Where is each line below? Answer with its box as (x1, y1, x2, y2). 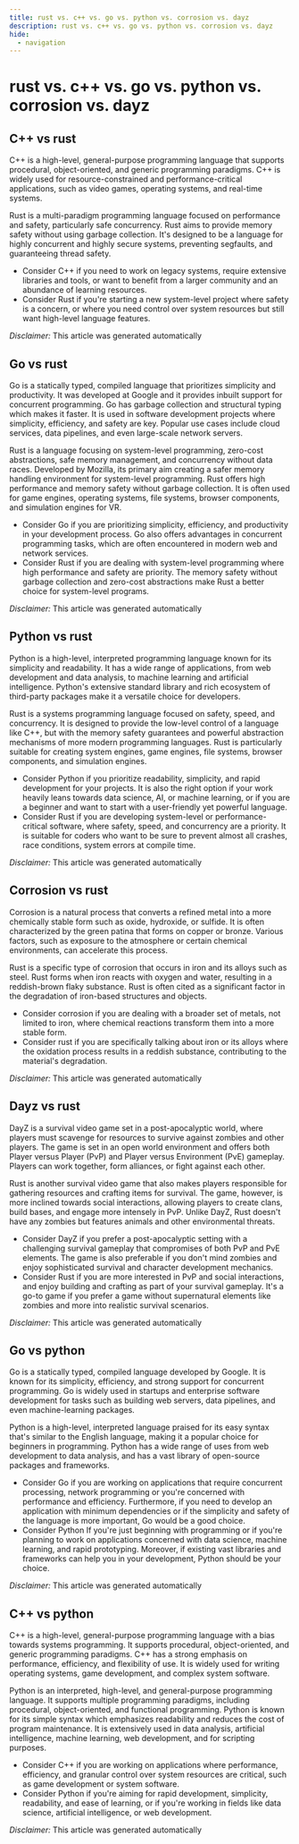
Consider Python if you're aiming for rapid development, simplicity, (21, 1789, 269, 1799)
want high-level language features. (21, 313, 151, 324)
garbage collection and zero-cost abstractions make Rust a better (21, 576, 265, 587)
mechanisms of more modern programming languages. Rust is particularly (9, 736, 283, 747)
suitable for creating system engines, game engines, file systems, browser (9, 746, 283, 757)
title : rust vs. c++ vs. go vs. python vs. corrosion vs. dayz (9, 13, 250, 22)
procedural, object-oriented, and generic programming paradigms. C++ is (9, 165, 281, 175)
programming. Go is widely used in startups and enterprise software (9, 1386, 261, 1397)
